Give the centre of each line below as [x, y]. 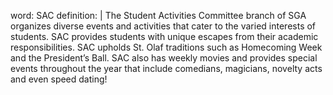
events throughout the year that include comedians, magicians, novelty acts [166, 68]
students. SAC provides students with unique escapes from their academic [164, 36]
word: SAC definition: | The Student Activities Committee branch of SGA [158, 15]
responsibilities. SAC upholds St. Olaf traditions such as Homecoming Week [166, 47]
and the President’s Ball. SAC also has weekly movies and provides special [164, 58]
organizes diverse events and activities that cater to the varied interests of [163, 26]
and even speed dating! [59, 79]
